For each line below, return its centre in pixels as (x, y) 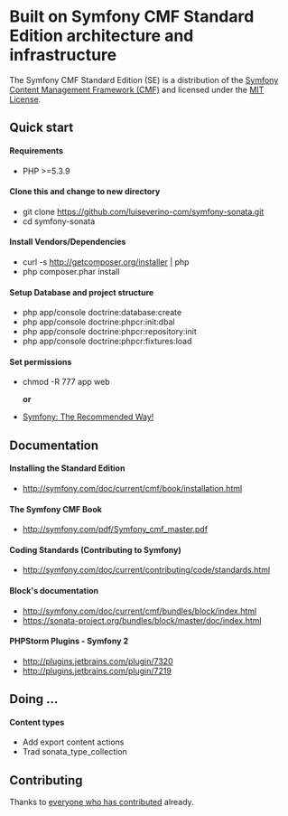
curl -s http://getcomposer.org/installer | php (106, 262)
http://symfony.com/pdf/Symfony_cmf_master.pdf (115, 530)
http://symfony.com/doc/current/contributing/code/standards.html (146, 570)
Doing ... (34, 699)
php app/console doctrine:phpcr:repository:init (109, 332)
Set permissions (41, 361)
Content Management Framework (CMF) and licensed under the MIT (137, 89)
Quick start (42, 128)
